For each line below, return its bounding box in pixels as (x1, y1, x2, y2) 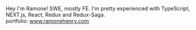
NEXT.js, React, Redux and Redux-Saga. (5, 11, 106, 18)
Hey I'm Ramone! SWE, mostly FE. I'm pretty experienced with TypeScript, (5, 5, 191, 12)
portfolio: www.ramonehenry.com (5, 18, 89, 24)
